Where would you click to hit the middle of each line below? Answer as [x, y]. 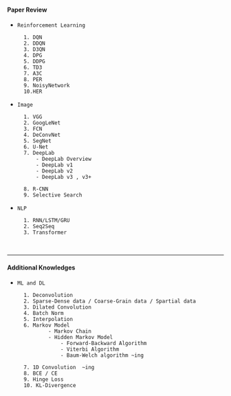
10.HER [33, 92]
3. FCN [33, 129]
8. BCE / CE [41, 374]
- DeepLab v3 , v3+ [63, 177]
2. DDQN [35, 44]
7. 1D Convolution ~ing [59, 368]
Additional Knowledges [41, 267]
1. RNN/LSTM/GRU [47, 221]
